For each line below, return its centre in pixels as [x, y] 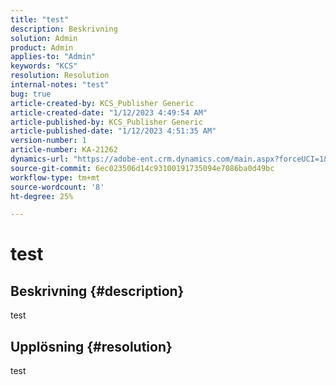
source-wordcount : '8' [57, 187]
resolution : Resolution [60, 76]
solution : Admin [44, 38]
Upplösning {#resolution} [91, 346]
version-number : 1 [48, 141]
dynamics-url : [40, 159]
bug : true [31, 94]
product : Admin [42, 47]
